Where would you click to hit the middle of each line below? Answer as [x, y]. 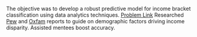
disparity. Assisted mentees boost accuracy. [61, 27]
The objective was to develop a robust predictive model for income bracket [98, 9]
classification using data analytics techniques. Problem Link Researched [95, 15]
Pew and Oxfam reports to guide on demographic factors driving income [96, 21]
